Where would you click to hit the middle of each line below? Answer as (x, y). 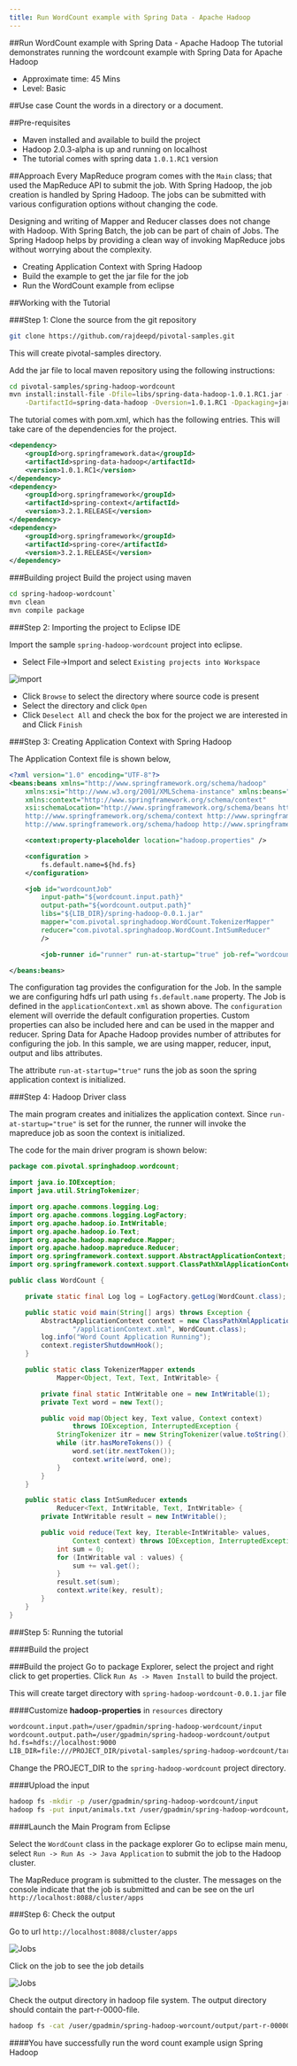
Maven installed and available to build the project (111, 139)
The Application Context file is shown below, (90, 758)
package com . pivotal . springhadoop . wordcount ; (94, 1167)
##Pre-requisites (40, 122)
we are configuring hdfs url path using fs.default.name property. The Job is (148, 997)
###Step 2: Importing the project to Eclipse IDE (95, 627)
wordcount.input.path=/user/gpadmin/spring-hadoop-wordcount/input (136, 1726)
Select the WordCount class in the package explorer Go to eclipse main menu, (148, 1843)
